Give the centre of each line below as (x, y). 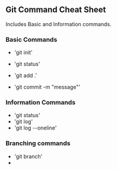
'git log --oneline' (35, 128)
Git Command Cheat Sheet (56, 10)
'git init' (23, 52)
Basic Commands (31, 39)
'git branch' (28, 156)
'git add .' (26, 75)
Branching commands (38, 143)
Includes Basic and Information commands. (58, 24)
